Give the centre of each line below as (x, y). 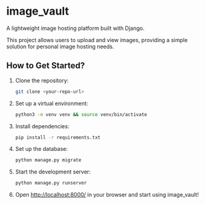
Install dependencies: (42, 126)
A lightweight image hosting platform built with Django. (76, 28)
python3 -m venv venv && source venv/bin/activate (81, 114)
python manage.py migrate (48, 160)
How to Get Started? (46, 66)
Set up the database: (42, 149)
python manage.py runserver (51, 183)
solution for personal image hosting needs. (60, 46)
